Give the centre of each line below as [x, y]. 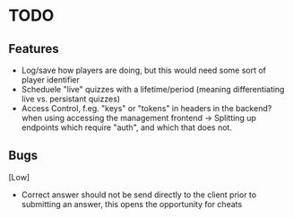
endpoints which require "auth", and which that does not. [126, 127]
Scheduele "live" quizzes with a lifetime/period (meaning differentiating [153, 89]
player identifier [50, 80]
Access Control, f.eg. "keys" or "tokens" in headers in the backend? [146, 108]
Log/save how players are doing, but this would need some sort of [143, 70]
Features [34, 49]
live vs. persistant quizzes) [71, 99]
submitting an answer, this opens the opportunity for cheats [132, 204]
